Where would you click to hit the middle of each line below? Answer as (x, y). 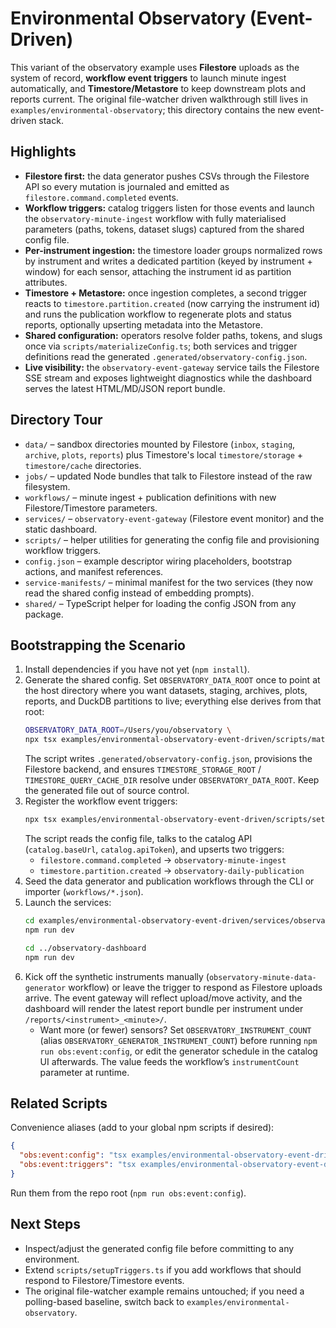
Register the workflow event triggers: (101, 801)
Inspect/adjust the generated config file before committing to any (159, 1248)
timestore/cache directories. (83, 465)
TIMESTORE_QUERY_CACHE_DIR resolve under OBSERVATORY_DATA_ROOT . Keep (172, 780)
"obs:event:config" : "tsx (73, 1155)
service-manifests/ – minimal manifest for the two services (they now (168, 582)
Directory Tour (56, 420)
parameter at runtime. (84, 1072)
